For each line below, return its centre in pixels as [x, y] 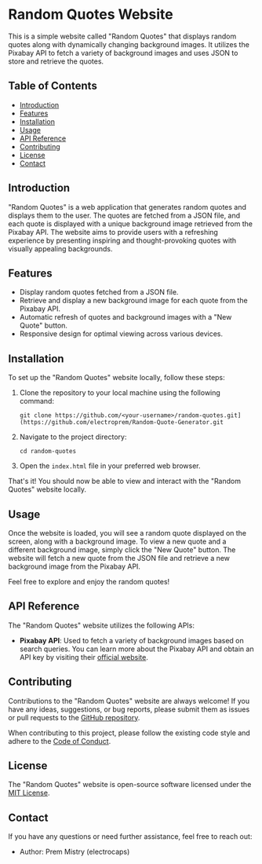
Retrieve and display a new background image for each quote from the [134, 301]
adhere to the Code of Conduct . [60, 741]
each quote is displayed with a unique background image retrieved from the [131, 223]
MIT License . [29, 793]
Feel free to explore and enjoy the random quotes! [89, 582]
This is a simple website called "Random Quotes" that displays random [122, 36]
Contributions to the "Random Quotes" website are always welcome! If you [129, 701]
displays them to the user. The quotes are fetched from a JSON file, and [124, 215]
